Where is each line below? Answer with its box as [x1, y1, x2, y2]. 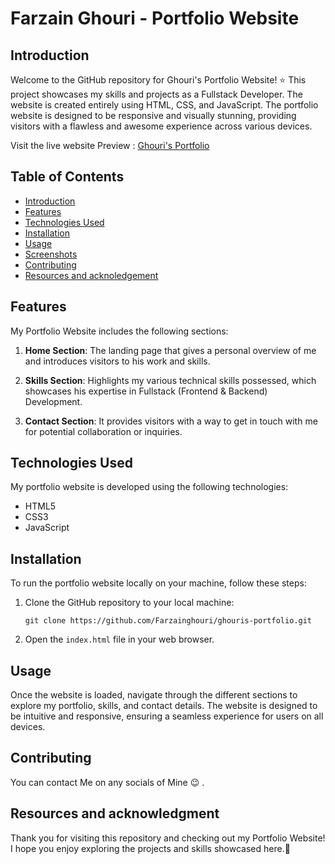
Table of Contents [10, 168, 125, 186]
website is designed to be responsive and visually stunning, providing [10, 110, 297, 121]
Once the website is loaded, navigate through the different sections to [10, 689, 298, 701]
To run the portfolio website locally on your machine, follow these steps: [10, 577, 307, 589]
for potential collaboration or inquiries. [24, 425, 183, 437]
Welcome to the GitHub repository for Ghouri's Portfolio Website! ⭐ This [10, 74, 307, 86]
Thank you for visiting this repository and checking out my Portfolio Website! [10, 832, 326, 844]
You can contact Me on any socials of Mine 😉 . [10, 776, 205, 788]
